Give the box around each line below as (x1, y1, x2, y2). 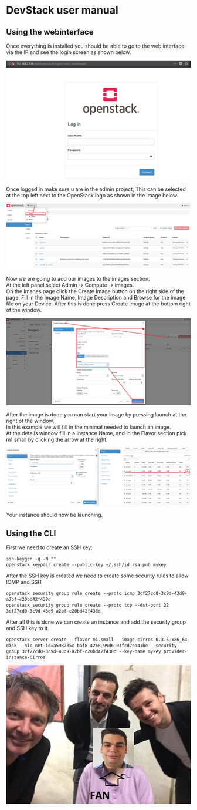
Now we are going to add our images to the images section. (6, 275, 151, 282)
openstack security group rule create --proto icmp (6, 591, 135, 597)
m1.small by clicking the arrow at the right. (6, 436, 108, 443)
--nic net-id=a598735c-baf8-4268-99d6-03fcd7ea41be (19, 643, 148, 649)
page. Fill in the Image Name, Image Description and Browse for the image (6, 294, 186, 301)
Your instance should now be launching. (6, 512, 103, 519)
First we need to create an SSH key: (6, 544, 93, 551)
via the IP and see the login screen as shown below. (6, 49, 131, 56)
